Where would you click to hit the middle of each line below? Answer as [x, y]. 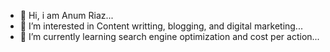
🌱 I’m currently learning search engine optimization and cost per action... [169, 36]
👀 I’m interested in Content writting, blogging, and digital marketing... [161, 26]
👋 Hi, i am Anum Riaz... [66, 15]
